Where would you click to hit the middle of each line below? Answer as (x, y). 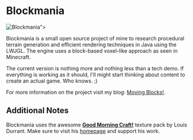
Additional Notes (38, 110)
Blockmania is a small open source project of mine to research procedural (95, 38)
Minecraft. (18, 57)
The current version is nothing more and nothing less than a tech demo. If (95, 68)
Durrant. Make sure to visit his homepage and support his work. (83, 131)
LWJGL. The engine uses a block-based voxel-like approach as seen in (92, 50)
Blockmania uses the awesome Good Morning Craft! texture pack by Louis (97, 125)
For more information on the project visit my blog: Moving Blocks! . (86, 92)
